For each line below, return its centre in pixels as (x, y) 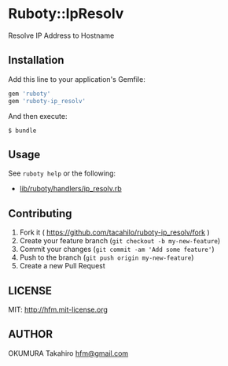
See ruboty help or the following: (62, 173)
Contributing (40, 213)
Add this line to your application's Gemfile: (77, 79)
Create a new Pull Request (63, 266)
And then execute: (38, 116)
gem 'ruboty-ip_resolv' (47, 101)
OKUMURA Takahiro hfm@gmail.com (68, 353)
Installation (36, 60)
